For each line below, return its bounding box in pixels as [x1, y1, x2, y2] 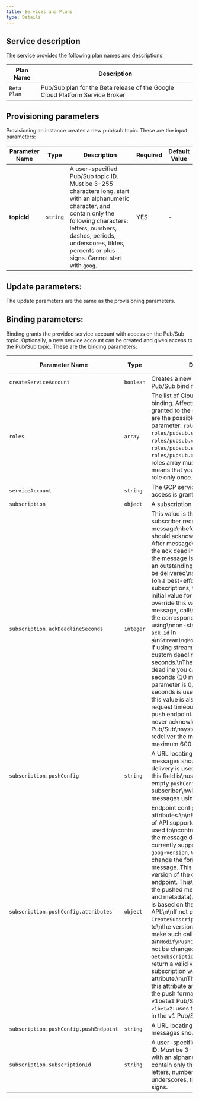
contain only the [69, 209, 115, 217]
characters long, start [69, 187, 130, 195]
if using [150, 643, 172, 651]
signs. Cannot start [69, 254, 123, 262]
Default [168, 147, 190, 156]
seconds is [150, 687, 182, 696]
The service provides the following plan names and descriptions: [6, 52, 164, 59]
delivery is [150, 764, 180, 772]
